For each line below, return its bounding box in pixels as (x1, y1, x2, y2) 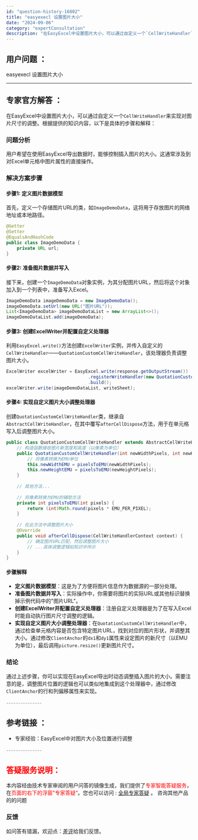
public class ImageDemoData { (6, 240, 81, 245)
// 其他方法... (16, 483, 51, 490)
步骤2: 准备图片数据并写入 (6, 264, 70, 272)
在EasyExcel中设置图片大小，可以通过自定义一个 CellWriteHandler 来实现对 (6, 112, 187, 119)
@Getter (6, 223, 25, 230)
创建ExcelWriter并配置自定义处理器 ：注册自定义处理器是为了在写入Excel (14, 605, 192, 612)
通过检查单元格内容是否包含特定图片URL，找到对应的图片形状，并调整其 (14, 627, 190, 634)
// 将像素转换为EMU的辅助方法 (16, 495, 81, 500)
